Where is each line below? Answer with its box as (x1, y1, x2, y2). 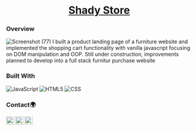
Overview (6, 25, 35, 33)
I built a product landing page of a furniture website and (52, 38, 188, 45)
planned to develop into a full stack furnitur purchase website (6, 57, 155, 64)
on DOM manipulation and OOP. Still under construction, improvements (6, 51, 179, 58)
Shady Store (68, 4, 130, 17)
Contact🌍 (6, 100, 36, 108)
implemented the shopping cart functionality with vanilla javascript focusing (6, 44, 191, 52)
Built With (6, 72, 35, 80)
